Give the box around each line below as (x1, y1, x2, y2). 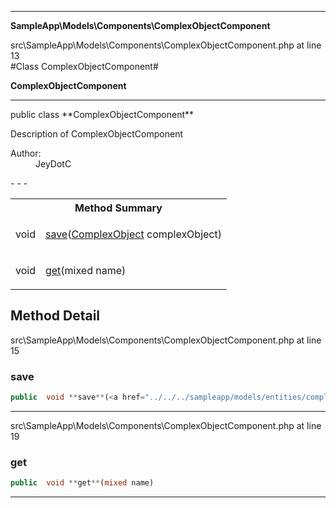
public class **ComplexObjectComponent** (10, 109, 195, 120)
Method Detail (10, 307, 101, 325)
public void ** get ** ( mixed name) (10, 478, 155, 488)
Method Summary (74, 201, 163, 215)
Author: (10, 147, 42, 159)
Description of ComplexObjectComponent (10, 128, 183, 140)
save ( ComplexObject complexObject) (44, 227, 222, 241)
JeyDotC (35, 158, 72, 170)
